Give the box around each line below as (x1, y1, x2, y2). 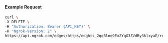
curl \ (5, 15, 19, 20)
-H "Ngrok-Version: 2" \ (5, 29, 57, 34)
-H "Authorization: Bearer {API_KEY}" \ (5, 24, 91, 29)
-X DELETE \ (5, 20, 30, 25)
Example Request (5, 4, 42, 10)
